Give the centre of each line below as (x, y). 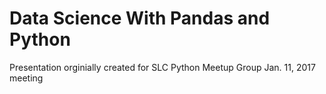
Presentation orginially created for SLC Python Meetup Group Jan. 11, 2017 (162, 67)
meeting (26, 78)
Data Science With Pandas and (140, 18)
